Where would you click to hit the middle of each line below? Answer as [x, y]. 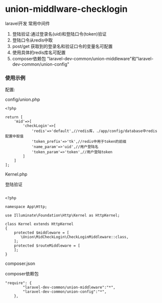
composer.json [20, 263]
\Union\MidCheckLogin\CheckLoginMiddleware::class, [75, 237]
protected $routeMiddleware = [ [47, 246]
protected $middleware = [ [42, 233]
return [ [14, 117]
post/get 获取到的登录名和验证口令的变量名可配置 [63, 46]
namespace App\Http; [26, 207]
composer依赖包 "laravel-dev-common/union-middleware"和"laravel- [83, 58]
